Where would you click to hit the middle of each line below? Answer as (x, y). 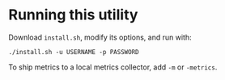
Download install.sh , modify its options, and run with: (100, 37)
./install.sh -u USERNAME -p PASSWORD (74, 52)
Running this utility (73, 15)
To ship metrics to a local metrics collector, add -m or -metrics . (113, 67)
